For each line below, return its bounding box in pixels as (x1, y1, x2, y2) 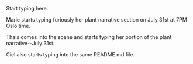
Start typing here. (6, 5, 49, 12)
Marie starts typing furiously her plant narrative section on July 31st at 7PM (6, 16, 187, 23)
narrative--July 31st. (6, 40, 55, 47)
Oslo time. (6, 23, 31, 29)
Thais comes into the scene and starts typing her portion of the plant (6, 34, 172, 40)
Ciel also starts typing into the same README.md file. (6, 51, 135, 58)
